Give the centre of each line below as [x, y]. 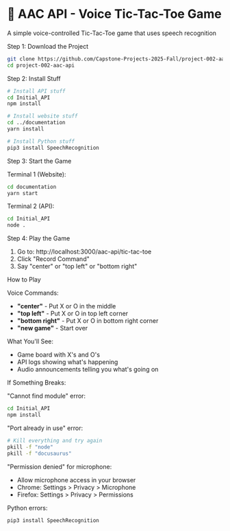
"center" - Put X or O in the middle [66, 306]
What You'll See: [30, 341]
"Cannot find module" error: [47, 396]
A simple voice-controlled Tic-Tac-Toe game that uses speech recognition [112, 33]
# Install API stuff [37, 91]
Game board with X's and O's [59, 355]
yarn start [23, 193]
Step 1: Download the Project [48, 46]
